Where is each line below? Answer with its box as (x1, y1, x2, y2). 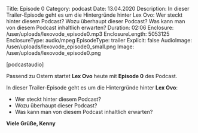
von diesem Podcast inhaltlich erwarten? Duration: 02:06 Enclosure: (6, 24, 174, 31)
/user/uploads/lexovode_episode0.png (6, 50, 101, 56)
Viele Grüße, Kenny (6, 120, 56, 127)
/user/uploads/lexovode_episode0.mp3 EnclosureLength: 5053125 (6, 30, 170, 38)
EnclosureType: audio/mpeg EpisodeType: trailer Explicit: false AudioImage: (6, 37, 193, 44)
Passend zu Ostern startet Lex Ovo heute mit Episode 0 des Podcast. (6, 73, 178, 79)
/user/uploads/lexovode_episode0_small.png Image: (6, 43, 135, 50)
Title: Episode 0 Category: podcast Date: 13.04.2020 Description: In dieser (6, 5, 190, 12)
